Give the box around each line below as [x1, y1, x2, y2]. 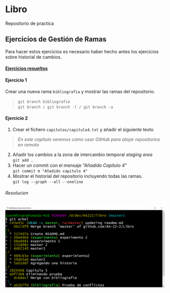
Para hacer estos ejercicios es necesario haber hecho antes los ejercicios [5, 48, 159, 54]
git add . [12, 158, 34, 163]
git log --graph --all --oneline [12, 179, 83, 185]
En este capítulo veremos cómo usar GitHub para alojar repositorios [17, 136, 160, 142]
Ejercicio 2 [5, 115, 28, 121]
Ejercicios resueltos [5, 65, 48, 71]
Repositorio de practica [5, 20, 54, 26]
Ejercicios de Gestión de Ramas [5, 35, 107, 44]
